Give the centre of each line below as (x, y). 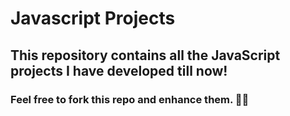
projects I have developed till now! (119, 70)
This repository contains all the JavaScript (145, 55)
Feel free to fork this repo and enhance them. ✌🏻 (130, 99)
